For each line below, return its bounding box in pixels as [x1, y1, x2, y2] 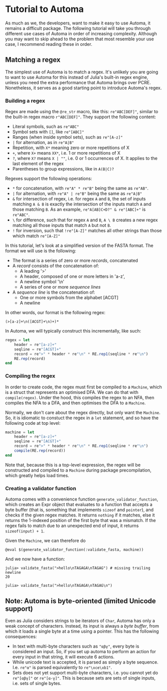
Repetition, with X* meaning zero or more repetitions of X [12, 145, 130, 151]
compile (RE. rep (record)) [14, 448, 66, 453]
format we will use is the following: [5, 248, 76, 254]
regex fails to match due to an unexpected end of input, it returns [5, 522, 139, 529]
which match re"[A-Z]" [12, 233, 61, 239]
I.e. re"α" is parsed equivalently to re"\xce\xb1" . [12, 664, 112, 670]
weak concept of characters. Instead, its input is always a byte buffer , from [5, 623, 160, 629]
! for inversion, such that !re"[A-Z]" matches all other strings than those [12, 228, 162, 234]
